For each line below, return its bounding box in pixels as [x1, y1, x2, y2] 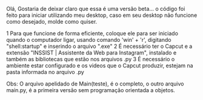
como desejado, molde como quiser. [6, 18, 98, 25]
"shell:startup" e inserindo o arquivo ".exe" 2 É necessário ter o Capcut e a [6, 42, 193, 50]
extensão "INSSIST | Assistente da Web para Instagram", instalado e [6, 49, 177, 56]
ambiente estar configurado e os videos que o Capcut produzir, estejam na [6, 62, 193, 69]
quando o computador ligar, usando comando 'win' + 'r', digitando [6, 36, 171, 43]
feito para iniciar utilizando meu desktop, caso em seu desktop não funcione [6, 12, 198, 19]
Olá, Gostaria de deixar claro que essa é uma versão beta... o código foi [6, 5, 185, 12]
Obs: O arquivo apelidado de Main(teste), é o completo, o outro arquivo [6, 80, 184, 87]
